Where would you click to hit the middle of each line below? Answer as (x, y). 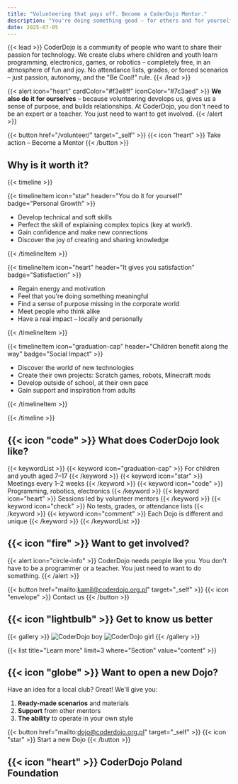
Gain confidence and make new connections (83, 232)
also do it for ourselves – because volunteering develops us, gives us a (112, 99)
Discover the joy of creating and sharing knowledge (93, 240)
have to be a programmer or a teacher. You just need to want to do (104, 568)
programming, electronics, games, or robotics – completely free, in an (109, 62)
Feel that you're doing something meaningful (83, 296)
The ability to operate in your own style (75, 719)
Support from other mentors (59, 711)
